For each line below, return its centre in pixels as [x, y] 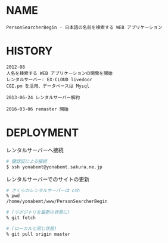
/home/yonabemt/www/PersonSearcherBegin [57, 202]
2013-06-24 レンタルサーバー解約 [43, 97]
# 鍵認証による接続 [27, 161]
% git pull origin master [38, 234]
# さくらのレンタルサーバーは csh [43, 190]
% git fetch [21, 218]
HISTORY [29, 51]
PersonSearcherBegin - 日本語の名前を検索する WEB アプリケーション [84, 27]
